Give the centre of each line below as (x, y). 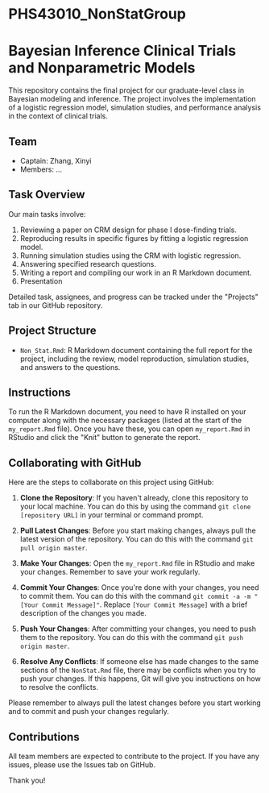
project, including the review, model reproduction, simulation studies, (134, 359)
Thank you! (27, 780)
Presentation (41, 281)
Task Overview (47, 195)
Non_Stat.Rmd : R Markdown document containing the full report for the (136, 350)
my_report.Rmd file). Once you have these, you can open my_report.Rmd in (129, 429)
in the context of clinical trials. (58, 116)
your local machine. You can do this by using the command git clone (135, 507)
